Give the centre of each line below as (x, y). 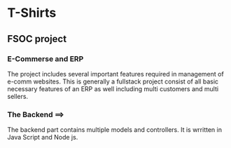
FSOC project (37, 39)
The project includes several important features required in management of (115, 74)
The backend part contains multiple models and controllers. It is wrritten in (115, 130)
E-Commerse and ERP (45, 59)
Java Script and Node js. (43, 137)
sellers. (18, 96)
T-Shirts (32, 13)
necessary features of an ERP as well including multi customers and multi (113, 88)
